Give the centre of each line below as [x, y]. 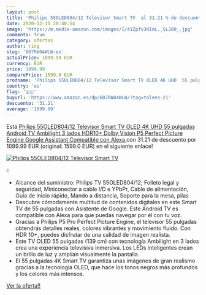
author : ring [23, 47]
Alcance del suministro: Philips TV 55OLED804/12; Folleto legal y [97, 182]
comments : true [26, 35]
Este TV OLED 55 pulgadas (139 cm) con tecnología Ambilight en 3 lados [107, 241]
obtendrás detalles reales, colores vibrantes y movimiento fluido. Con [103, 228]
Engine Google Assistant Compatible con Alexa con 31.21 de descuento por [101, 139]
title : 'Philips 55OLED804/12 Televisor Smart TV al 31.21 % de [91, 18]
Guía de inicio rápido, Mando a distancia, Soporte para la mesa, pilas [102, 195]
